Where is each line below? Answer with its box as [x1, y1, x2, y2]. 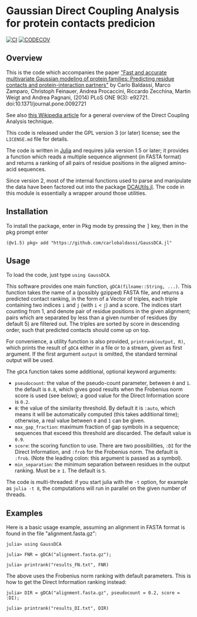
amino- [169, 159, 187, 166]
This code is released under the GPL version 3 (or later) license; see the [6, 129, 181, 136]
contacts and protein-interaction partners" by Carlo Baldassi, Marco [6, 81, 171, 88]
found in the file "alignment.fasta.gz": [6, 530, 97, 537]
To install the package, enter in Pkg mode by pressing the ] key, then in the [6, 222, 188, 229]
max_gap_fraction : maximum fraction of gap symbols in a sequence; [14, 423, 180, 430]
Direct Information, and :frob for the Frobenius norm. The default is [14, 449, 178, 456]
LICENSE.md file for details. [6, 135, 69, 142]
